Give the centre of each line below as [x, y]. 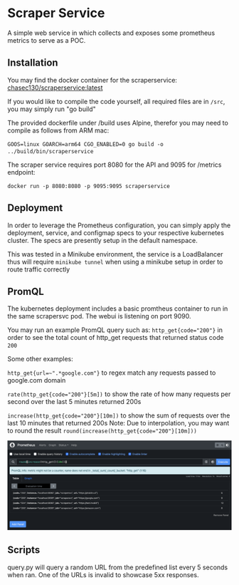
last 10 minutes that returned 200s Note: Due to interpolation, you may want [118, 423]
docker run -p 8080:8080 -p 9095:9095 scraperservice [89, 186]
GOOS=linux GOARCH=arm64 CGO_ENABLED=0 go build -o [85, 144]
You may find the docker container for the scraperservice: [92, 80]
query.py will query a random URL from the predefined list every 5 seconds [118, 567]
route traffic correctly [39, 269]
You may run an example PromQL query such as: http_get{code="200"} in [115, 330]
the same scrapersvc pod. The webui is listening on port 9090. [99, 316]
